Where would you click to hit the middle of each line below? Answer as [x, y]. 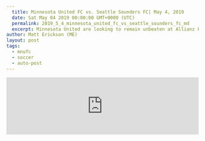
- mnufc [22, 52]
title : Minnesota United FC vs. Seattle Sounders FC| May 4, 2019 [98, 12]
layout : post [23, 40]
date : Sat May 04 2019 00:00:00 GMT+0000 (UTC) [74, 18]
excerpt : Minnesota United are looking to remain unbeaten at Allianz [103, 29]
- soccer [23, 57]
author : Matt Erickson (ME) [42, 35]
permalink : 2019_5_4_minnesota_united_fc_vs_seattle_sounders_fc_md [101, 23]
